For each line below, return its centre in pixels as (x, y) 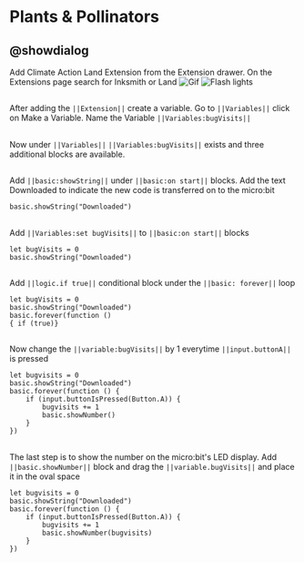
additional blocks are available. (67, 154)
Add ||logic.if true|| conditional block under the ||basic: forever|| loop (152, 282)
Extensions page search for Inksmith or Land (93, 82)
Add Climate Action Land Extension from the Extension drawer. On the (141, 72)
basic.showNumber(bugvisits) (97, 533)
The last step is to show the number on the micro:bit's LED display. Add (143, 456)
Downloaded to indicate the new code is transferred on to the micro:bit (142, 190)
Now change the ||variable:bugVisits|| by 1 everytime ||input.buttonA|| (150, 349)
